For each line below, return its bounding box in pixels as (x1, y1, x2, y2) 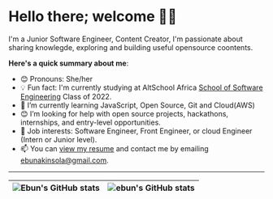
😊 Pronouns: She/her (19, 74, 93, 83)
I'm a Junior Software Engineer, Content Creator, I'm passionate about (8, 34, 244, 44)
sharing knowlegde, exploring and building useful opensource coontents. (8, 42, 253, 52)
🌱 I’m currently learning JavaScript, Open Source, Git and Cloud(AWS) (19, 100, 256, 110)
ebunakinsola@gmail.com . (19, 155, 110, 165)
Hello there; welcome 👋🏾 (8, 7, 177, 26)
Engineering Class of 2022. (19, 91, 112, 101)
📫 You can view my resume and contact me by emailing (19, 143, 209, 153)
